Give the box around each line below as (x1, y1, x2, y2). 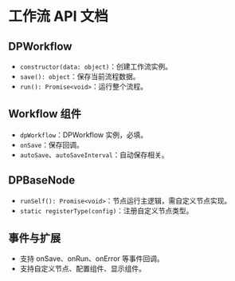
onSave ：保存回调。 (19, 140, 84, 149)
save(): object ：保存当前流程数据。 (19, 72, 141, 81)
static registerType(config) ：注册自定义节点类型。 (19, 205, 194, 216)
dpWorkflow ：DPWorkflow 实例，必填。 (19, 129, 148, 140)
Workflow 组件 (8, 107, 82, 121)
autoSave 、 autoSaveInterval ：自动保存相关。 (19, 149, 169, 160)
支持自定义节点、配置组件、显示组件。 (19, 264, 146, 274)
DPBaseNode (8, 173, 76, 188)
